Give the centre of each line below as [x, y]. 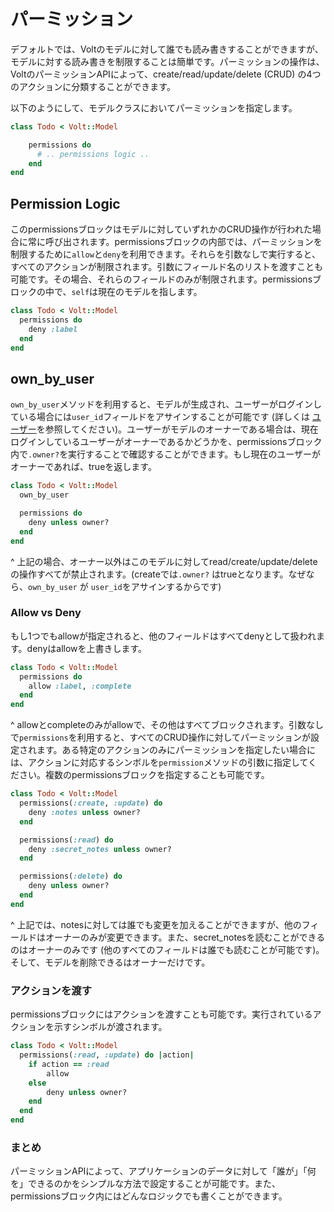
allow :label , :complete [80, 686]
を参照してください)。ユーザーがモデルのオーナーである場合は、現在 [177, 429]
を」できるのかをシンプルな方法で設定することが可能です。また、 [145, 1184]
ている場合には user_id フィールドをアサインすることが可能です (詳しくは [160, 417]
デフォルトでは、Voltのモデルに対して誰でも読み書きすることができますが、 [167, 49]
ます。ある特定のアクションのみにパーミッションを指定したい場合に [176, 750]
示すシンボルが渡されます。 [110, 1027]
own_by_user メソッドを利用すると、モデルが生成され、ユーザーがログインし [166, 404]
